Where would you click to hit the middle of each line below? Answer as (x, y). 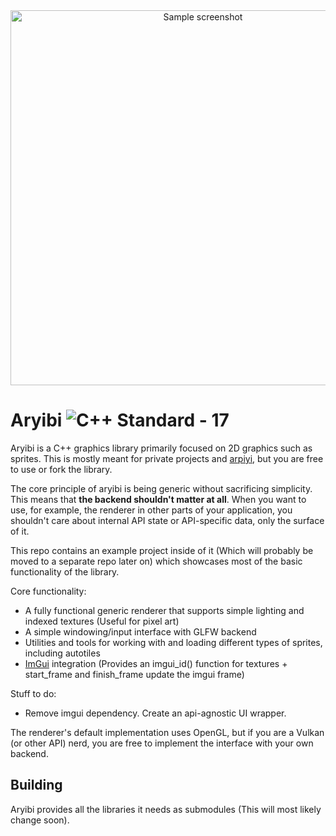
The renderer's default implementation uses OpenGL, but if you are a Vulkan (167, 732)
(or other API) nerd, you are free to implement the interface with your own (162, 743)
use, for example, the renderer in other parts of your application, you (151, 510)
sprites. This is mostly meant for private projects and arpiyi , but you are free (167, 458)
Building (36, 785)
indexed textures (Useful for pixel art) (102, 621)
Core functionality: (48, 591)
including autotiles (62, 653)
